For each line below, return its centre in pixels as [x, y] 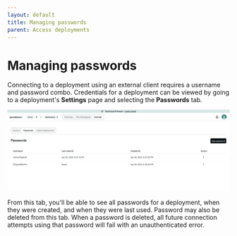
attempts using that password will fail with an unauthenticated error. [106, 225]
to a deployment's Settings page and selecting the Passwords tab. [105, 100]
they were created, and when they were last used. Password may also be [114, 210]
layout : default [31, 15]
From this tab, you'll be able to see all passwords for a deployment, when [114, 203]
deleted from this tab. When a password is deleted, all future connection [112, 218]
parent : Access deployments [49, 30]
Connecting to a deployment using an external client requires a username [114, 85]
